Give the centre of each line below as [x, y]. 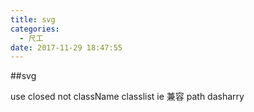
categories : [35, 29]
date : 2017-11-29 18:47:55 [66, 47]
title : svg [33, 19]
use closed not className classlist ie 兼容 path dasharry [127, 97]
